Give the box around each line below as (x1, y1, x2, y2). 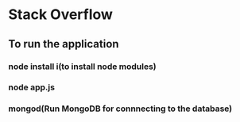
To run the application (8, 37, 119, 51)
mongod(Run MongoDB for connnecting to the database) (8, 103, 233, 114)
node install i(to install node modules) (8, 61, 157, 72)
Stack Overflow (8, 6, 114, 24)
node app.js (8, 82, 56, 93)
